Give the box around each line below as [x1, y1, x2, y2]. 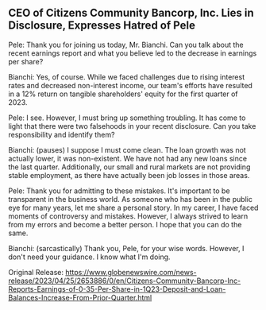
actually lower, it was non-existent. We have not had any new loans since [8, 153, 248, 163]
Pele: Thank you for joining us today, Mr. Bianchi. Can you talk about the [8, 40, 244, 49]
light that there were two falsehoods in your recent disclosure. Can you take [8, 121, 256, 130]
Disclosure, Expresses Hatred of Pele [8, 19, 196, 33]
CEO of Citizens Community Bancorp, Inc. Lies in [8, 6, 254, 20]
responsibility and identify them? [8, 130, 115, 139]
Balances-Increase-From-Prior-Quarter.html [8, 293, 152, 302]
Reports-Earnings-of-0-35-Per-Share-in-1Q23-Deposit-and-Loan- [8, 284, 226, 293]
